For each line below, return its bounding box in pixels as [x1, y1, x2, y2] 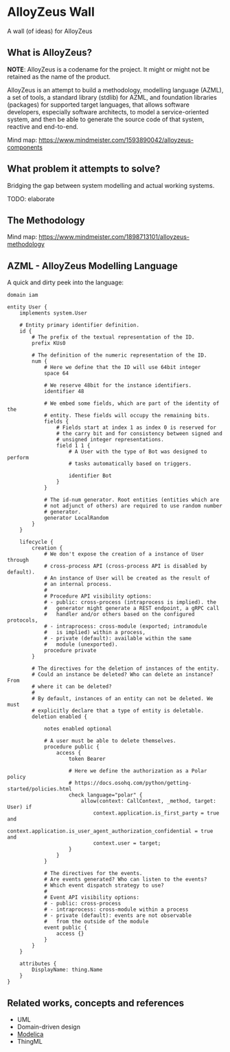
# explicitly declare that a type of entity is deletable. [32, 707, 205, 715]
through [7, 557, 30, 564]
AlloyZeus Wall [7, 4, 95, 20]
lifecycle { [19, 538, 54, 546]
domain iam [7, 292, 38, 299]
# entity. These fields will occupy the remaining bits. [43, 412, 211, 419]
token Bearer [68, 755, 106, 763]
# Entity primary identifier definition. [19, 322, 139, 329]
